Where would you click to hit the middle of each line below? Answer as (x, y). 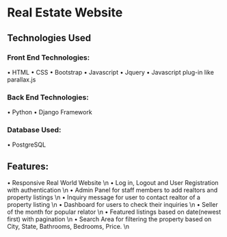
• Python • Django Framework (50, 112)
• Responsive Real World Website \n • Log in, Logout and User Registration (113, 183)
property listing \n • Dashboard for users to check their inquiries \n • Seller (112, 205)
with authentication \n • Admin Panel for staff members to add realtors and (112, 190)
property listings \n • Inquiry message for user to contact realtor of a (104, 197)
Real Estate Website (65, 13)
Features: (28, 166)
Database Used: (34, 130)
